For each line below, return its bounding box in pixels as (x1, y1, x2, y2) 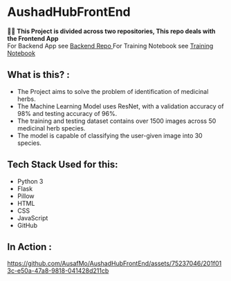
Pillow (17, 191, 35, 200)
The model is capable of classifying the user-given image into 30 (17, 131, 203, 139)
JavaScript (17, 213, 48, 222)
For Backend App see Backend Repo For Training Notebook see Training (7, 41, 214, 50)
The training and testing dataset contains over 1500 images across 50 (17, 117, 216, 125)
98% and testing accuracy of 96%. (17, 109, 118, 117)
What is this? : (7, 69, 71, 81)
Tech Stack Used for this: (7, 159, 118, 171)
